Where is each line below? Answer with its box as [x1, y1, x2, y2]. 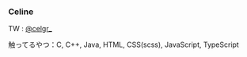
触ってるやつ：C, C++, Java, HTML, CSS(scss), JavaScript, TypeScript [8, 40, 239, 49]
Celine [8, 6, 34, 17]
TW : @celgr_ [8, 24, 53, 34]
